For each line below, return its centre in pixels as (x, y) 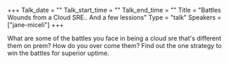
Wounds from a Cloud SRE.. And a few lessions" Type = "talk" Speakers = (114, 17)
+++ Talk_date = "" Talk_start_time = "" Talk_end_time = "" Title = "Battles (114, 10)
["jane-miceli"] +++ (36, 25)
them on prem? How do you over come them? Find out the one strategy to (114, 46)
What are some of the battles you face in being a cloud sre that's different (114, 38)
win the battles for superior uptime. (58, 53)
